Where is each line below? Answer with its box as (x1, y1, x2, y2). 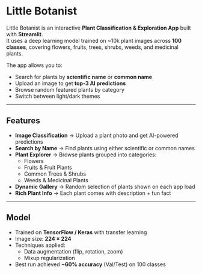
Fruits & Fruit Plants (23, 164, 72, 171)
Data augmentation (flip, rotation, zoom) (23, 247, 123, 255)
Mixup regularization (23, 254, 75, 261)
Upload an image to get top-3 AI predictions (14, 80, 126, 87)
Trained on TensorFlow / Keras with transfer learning (14, 228, 147, 236)
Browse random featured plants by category (14, 86, 125, 93)
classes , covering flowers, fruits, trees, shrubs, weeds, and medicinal (6, 43, 179, 51)
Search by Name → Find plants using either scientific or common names (14, 144, 195, 151)
